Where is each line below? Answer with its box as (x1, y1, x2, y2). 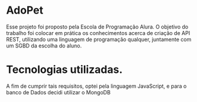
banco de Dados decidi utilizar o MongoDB (6, 88, 111, 95)
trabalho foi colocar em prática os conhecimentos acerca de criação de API (6, 29, 190, 36)
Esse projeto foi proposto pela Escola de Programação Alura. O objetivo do (6, 23, 189, 30)
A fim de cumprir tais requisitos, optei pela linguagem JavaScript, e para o (6, 82, 187, 90)
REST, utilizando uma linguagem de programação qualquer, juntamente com (6, 36, 192, 43)
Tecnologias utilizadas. (6, 63, 123, 76)
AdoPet (6, 4, 43, 17)
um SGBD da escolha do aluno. (6, 42, 82, 49)
